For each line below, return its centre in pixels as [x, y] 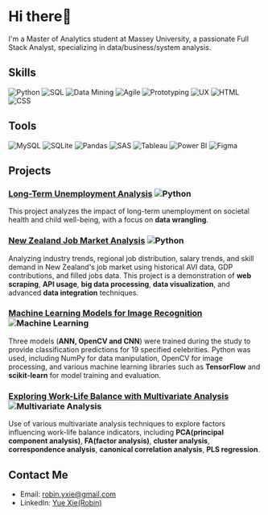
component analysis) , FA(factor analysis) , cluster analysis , [109, 441]
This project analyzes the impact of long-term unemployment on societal [129, 211]
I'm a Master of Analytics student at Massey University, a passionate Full [129, 39]
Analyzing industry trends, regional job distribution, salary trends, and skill [131, 258]
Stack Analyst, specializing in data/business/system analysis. [110, 47]
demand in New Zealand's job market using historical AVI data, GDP [121, 267]
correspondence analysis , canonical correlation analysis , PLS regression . [134, 450]
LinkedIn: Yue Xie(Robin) [61, 502]
